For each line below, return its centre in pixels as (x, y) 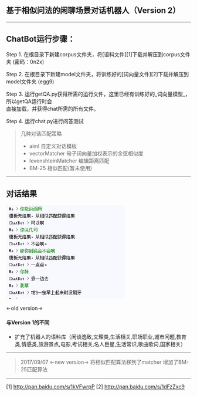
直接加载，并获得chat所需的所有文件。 (52, 109)
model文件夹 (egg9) (30, 82)
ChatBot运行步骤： (41, 39)
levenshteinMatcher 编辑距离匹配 (69, 161)
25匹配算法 (34, 369)
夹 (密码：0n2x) (25, 62)
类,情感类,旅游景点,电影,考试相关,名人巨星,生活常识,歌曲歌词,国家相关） (100, 344)
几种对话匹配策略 (41, 133)
